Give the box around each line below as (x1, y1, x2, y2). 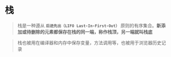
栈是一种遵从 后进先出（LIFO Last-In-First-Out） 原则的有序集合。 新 (17, 22, 161, 28)
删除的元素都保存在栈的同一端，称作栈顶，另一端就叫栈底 (31, 28, 153, 35)
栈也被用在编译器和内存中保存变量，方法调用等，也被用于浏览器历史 (17, 39, 162, 46)
